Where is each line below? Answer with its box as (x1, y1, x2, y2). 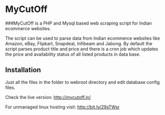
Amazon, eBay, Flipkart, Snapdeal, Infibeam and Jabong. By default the (5, 40, 152, 46)
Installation (5, 66, 41, 74)
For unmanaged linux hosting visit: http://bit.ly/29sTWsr (5, 104, 120, 110)
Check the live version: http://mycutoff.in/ (5, 94, 91, 100)
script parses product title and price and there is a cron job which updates (5, 46, 158, 52)
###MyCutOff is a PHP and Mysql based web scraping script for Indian (5, 20, 152, 26)
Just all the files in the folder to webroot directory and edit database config (5, 79, 160, 85)
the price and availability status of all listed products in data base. (5, 51, 141, 57)
